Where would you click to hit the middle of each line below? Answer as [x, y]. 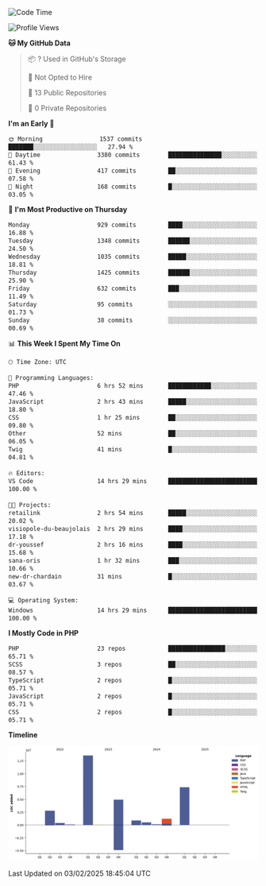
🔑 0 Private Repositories [67, 108]
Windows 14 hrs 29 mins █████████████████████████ [133, 610]
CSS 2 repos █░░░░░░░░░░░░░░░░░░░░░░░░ [133, 712]
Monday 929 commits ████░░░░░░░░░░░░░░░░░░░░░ [133, 225]
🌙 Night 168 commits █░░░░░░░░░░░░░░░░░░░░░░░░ [133, 187]
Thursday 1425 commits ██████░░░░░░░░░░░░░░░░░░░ [133, 273]
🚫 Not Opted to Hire [60, 77]
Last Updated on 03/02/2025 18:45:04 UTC [79, 873]
